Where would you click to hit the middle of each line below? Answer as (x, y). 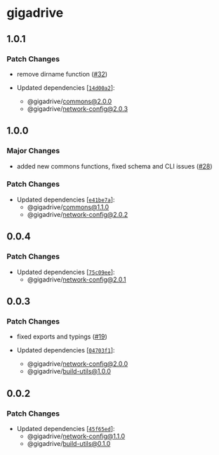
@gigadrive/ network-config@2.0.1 (77, 279)
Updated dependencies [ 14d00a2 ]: (66, 87)
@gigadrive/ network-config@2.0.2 (78, 214)
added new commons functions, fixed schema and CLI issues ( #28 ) (114, 166)
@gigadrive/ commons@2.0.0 (69, 101)
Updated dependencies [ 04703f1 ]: (66, 350)
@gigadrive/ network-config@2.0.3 (77, 108)
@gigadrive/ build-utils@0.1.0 (69, 443)
